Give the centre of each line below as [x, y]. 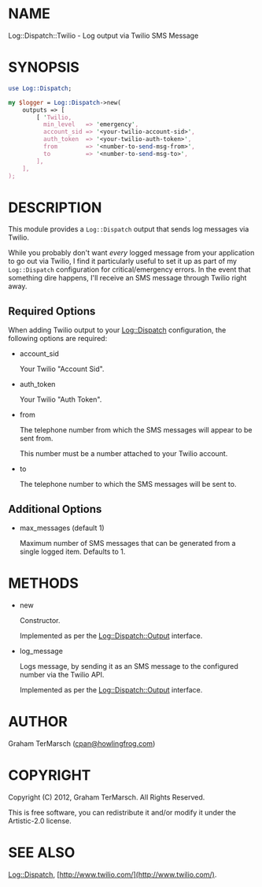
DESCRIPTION [55, 208]
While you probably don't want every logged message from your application [131, 253]
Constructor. [40, 620]
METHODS [43, 583]
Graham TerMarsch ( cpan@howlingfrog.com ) [82, 743]
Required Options [52, 311]
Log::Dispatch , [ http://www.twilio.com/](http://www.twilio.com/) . [113, 874]
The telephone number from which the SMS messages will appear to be [136, 430]
